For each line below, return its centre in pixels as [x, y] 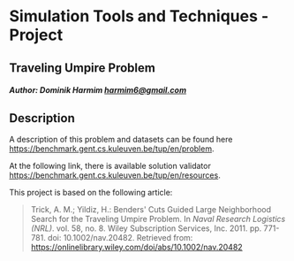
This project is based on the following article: [91, 192]
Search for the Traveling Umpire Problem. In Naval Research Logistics [158, 219]
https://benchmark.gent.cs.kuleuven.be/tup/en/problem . [112, 149]
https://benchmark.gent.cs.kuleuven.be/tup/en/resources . [115, 175]
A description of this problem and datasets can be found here [121, 139]
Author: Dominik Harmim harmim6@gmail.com [98, 90]
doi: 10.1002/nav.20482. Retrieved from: [120, 237]
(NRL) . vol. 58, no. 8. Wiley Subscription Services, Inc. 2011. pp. [146, 228]
